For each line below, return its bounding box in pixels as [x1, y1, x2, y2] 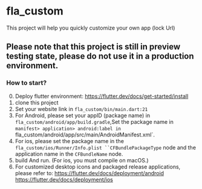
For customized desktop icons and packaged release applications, [15, 163, 181, 170]
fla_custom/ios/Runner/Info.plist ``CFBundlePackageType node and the [15, 144, 197, 151]
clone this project [15, 98, 59, 106]
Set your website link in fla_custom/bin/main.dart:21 [15, 105, 148, 112]
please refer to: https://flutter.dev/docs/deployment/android [15, 169, 165, 176]
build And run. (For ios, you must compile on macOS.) [15, 156, 149, 164]
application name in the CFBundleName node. [15, 150, 123, 158]
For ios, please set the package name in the [15, 137, 124, 144]
